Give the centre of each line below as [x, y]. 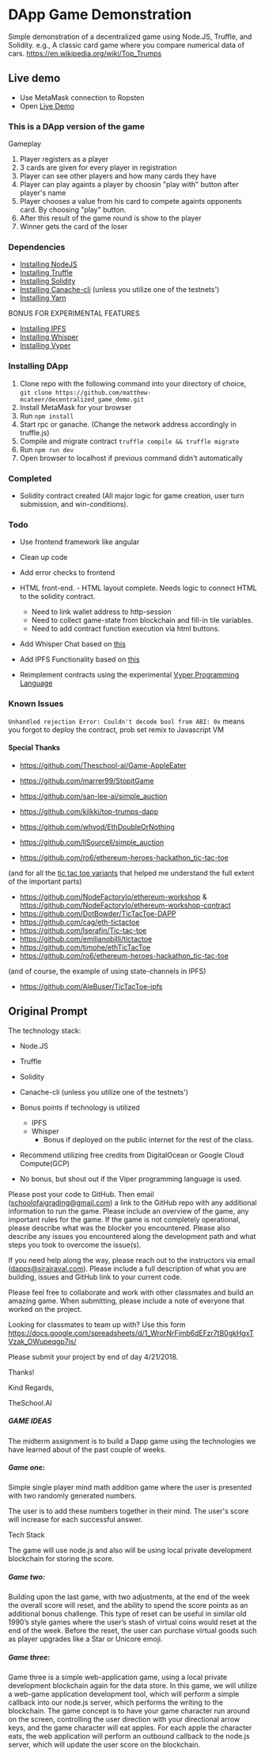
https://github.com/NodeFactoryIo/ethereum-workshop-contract [125, 905]
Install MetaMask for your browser [76, 407]
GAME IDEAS [30, 1421]
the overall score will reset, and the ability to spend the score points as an [128, 1605]
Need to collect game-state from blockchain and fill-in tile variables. [142, 620]
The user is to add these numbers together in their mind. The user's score [129, 1511]
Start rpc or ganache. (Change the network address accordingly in [128, 424]
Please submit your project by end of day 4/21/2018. [93, 1356]
